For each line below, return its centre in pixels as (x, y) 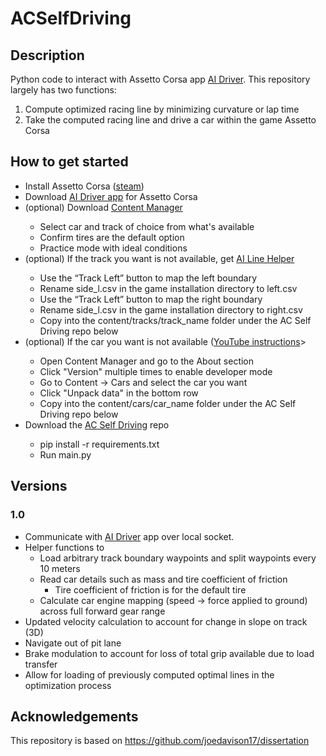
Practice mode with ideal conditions (113, 248)
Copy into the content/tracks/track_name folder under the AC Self (175, 320)
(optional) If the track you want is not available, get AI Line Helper (159, 258)
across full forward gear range (102, 611)
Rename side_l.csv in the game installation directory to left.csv (168, 288)
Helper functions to (64, 547)
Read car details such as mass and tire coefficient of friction (163, 579)
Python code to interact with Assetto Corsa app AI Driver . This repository (160, 79)
